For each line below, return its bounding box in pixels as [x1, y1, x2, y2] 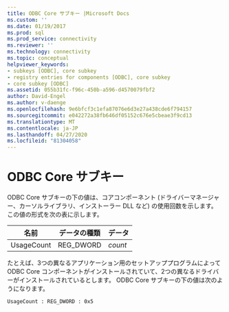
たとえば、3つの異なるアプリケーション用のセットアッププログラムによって [7, 259, 221, 267]
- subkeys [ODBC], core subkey [7, 67, 97, 74]
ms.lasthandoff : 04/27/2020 [7, 131, 88, 138]
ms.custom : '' [7, 16, 48, 23]
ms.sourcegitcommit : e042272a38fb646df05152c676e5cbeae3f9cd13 [7, 112, 193, 119]
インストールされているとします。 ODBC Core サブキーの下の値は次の [19, 276, 217, 285]
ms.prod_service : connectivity [7, 36, 97, 43]
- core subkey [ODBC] [7, 80, 69, 87]
